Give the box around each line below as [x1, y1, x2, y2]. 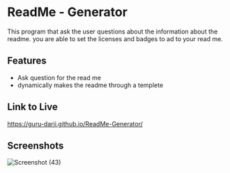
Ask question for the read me [17, 73, 101, 82]
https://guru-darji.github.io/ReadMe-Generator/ [7, 119, 143, 128]
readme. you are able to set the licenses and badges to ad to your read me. [7, 34, 223, 43]
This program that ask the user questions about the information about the [7, 27, 218, 36]
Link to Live [7, 101, 58, 113]
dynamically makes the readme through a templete [17, 81, 164, 89]
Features [7, 55, 47, 67]
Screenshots [7, 140, 64, 151]
